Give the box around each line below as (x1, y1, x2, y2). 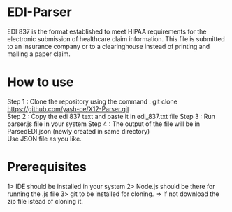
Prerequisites (7, 159, 87, 175)
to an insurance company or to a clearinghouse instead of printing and (7, 42, 210, 50)
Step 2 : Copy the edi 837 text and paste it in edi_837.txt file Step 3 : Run (7, 112, 215, 120)
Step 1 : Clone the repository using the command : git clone (7, 97, 178, 106)
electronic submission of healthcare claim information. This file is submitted (7, 34, 225, 43)
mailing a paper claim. (7, 50, 71, 58)
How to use (7, 74, 74, 90)
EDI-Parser (7, 4, 72, 20)
